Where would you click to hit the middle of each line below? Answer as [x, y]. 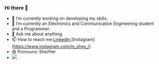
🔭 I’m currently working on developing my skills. [60, 19]
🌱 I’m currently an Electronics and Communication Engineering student [83, 23]
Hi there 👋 [17, 8]
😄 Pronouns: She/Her [34, 52]
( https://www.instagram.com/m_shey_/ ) [51, 46]
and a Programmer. [31, 29]
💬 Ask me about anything [37, 34]
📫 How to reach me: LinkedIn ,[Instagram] [53, 40]
